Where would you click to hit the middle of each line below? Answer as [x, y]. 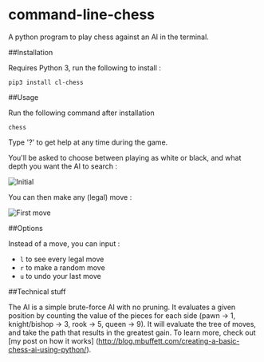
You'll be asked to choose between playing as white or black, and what [125, 157]
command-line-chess [82, 15]
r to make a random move [62, 267]
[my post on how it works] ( [53, 340]
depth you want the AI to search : [63, 166]
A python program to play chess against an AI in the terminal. [108, 37]
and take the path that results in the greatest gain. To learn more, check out [132, 332]
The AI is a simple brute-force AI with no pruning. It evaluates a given [122, 307]
